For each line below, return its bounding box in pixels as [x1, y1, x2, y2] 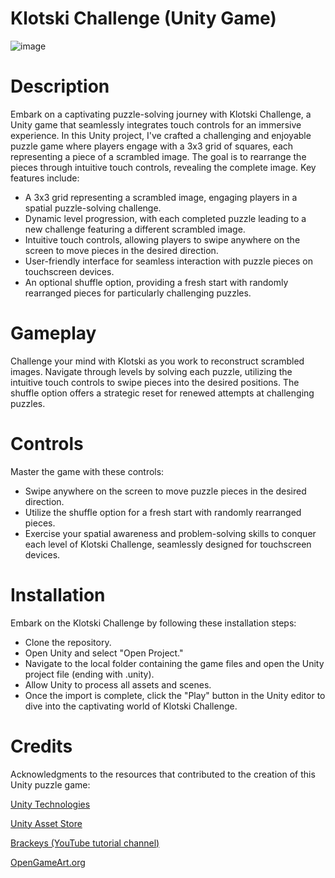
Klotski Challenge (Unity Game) [10, 7, 277, 30]
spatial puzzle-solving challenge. [24, 202, 162, 214]
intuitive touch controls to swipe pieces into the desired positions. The [10, 376, 300, 388]
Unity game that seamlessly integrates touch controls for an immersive [10, 118, 302, 131]
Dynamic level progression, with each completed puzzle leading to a [24, 212, 307, 224]
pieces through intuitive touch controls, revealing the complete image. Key [10, 161, 317, 173]
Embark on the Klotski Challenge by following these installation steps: [10, 617, 297, 629]
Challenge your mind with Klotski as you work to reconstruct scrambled [10, 355, 305, 367]
